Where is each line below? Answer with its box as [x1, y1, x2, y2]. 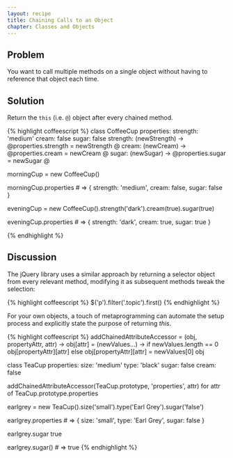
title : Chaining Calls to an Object [7, 17, 113, 24]
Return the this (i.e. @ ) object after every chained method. [7, 113, 174, 122]
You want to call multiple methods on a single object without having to [7, 68, 208, 76]
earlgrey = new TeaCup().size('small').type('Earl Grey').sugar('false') [7, 402, 204, 411]
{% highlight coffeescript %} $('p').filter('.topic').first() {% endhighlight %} [7, 298, 220, 306]
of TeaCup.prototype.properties [7, 389, 99, 397]
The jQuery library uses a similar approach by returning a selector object [7, 269, 216, 278]
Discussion [7, 251, 57, 263]
